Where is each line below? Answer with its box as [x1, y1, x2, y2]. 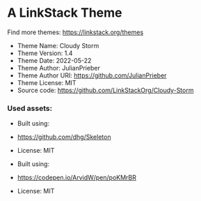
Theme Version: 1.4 [17, 49, 73, 57]
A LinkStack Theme [7, 5, 122, 21]
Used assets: [7, 103, 53, 113]
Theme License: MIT [17, 78, 77, 87]
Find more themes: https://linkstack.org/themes [7, 28, 144, 36]
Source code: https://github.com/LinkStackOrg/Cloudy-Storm [17, 86, 194, 94]
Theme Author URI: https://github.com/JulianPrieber [17, 71, 167, 80]
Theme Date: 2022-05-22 [17, 56, 92, 64]
